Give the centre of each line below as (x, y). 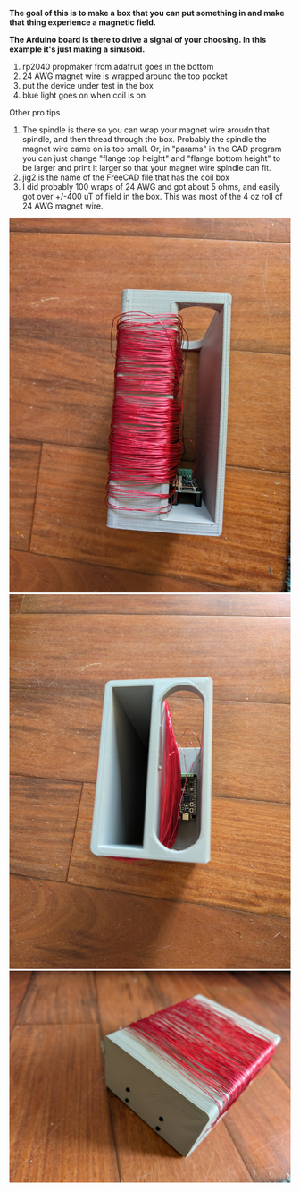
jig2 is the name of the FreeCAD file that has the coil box (126, 177)
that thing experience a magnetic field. (83, 22)
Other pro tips (35, 112)
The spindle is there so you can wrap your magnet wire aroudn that (146, 130)
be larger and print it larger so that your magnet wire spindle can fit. (146, 168)
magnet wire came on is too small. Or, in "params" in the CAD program (152, 149)
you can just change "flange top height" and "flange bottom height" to (151, 158)
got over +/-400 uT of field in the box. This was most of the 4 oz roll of (152, 196)
